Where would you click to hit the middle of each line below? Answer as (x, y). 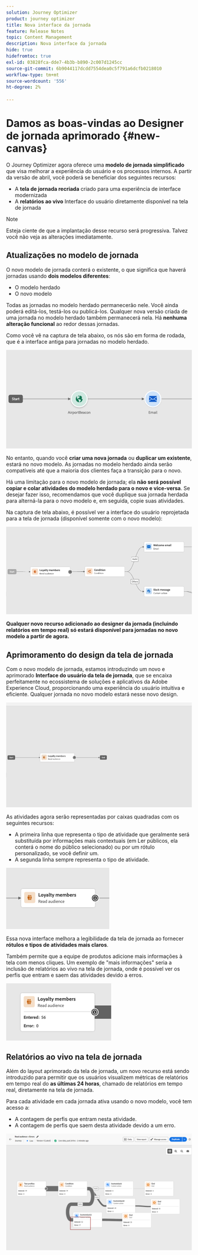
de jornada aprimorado (63, 136)
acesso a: (18, 1108)
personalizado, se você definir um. (57, 853)
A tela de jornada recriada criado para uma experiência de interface (98, 188)
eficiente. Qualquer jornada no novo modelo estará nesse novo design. (92, 695)
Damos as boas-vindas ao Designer (95, 123)
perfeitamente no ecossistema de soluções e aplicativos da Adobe (87, 682)
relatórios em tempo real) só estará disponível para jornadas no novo (92, 630)
